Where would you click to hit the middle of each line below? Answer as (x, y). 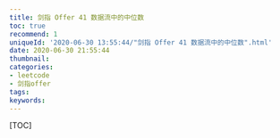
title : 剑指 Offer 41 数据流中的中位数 (77, 17)
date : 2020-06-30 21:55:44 (59, 51)
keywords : (28, 100)
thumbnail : (30, 59)
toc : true (28, 26)
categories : (31, 68)
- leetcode (30, 76)
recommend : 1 (34, 34)
